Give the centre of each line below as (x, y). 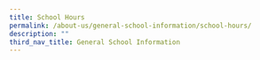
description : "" (39, 34)
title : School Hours (47, 17)
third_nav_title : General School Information (95, 42)
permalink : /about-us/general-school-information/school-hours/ (130, 26)
